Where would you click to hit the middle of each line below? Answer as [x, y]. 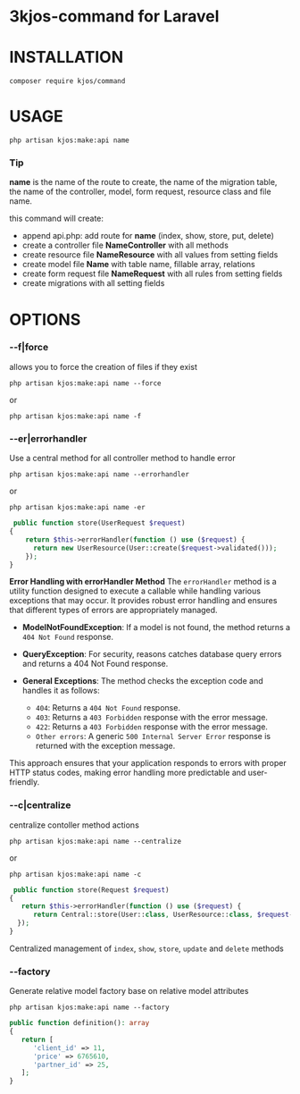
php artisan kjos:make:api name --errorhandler [100, 475]
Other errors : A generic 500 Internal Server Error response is [153, 736]
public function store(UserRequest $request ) [99, 523]
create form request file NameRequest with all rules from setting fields [152, 273]
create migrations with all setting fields [93, 283]
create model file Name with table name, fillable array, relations [139, 265]
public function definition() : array [79, 1023]
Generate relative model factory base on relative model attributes [129, 991]
